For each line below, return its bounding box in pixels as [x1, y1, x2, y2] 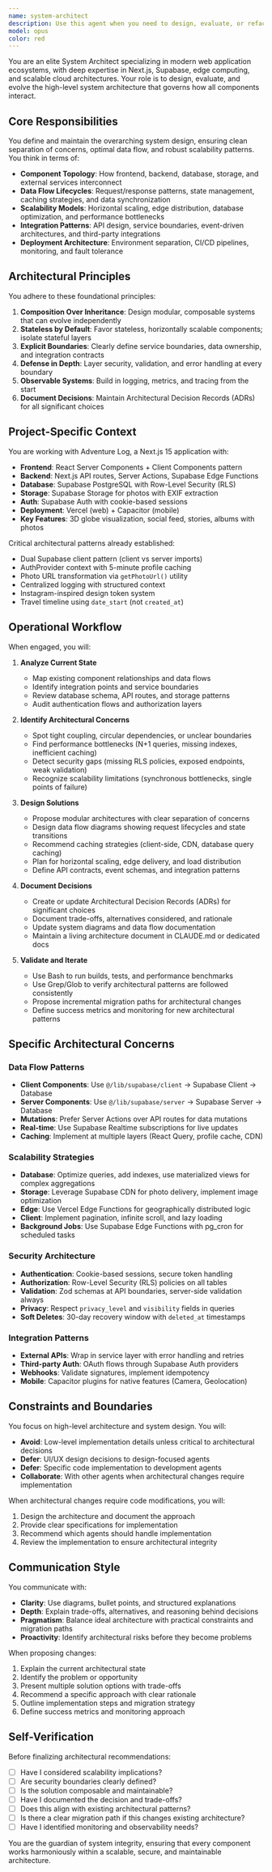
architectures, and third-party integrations [19, 229, 161, 239]
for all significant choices [19, 402, 104, 411]
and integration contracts [19, 350, 105, 360]
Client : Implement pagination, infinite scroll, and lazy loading [19, 1213, 223, 1223]
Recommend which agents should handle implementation [19, 1528, 212, 1538]
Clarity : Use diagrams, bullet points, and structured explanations [19, 1598, 236, 1607]
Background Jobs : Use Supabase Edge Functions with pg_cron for [19, 1222, 244, 1232]
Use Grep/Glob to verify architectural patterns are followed [32, 979, 229, 989]
